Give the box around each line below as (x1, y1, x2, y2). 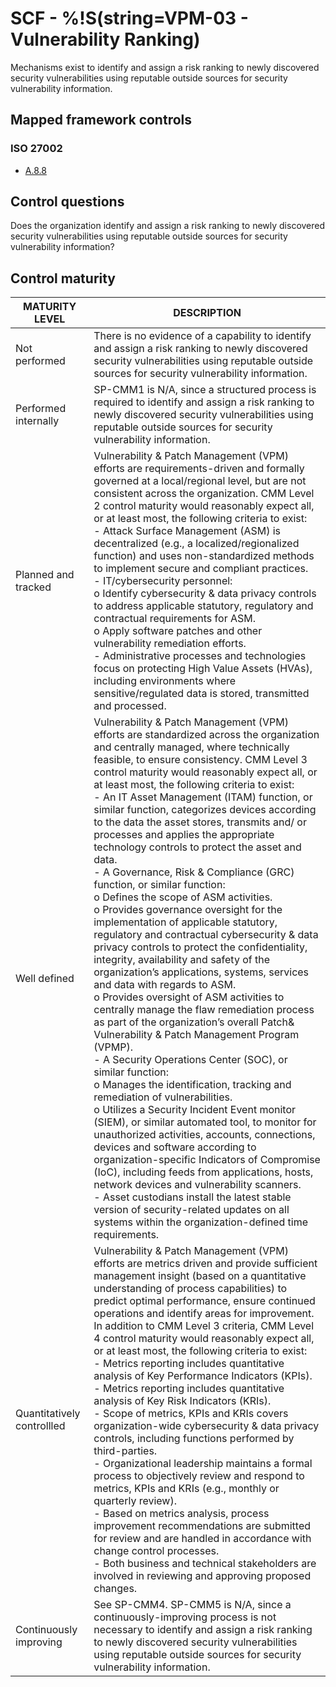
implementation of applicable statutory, (93, 915, 278, 929)
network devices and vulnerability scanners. (93, 1178, 302, 1192)
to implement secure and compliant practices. (93, 562, 309, 576)
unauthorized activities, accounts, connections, (93, 1128, 316, 1142)
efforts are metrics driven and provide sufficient (93, 1257, 318, 1271)
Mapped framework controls (10, 112, 193, 129)
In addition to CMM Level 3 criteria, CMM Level (93, 1319, 315, 1333)
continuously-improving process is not (93, 1610, 277, 1624)
